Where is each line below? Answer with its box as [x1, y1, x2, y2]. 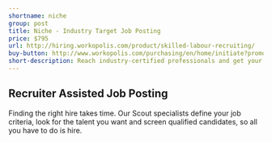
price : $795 [8, 34, 49, 43]
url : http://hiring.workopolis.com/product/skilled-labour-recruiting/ [8, 42, 255, 50]
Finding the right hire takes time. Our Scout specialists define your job [8, 108, 241, 118]
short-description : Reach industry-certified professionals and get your [8, 57, 263, 65]
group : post [8, 19, 49, 27]
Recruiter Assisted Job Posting [8, 86, 168, 101]
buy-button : [8, 49, 49, 57]
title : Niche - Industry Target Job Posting [8, 27, 161, 35]
